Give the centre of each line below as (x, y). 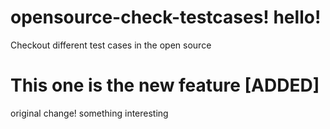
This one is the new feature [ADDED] (165, 85)
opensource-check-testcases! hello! (166, 17)
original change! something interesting (89, 113)
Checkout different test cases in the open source (111, 45)
